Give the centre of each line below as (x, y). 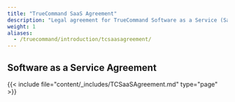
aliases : (20, 33)
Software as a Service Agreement (82, 68)
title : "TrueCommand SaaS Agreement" (62, 14)
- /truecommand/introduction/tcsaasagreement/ (83, 40)
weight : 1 (22, 26)
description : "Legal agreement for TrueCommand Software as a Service (112, 20)
